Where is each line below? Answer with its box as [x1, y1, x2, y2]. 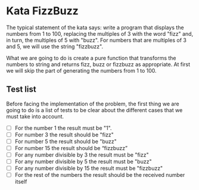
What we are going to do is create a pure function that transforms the [6, 54, 177, 61]
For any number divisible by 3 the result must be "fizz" [14, 151, 149, 158]
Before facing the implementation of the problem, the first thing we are [6, 100, 180, 107]
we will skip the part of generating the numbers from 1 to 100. [6, 67, 157, 74]
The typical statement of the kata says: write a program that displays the [6, 24, 184, 31]
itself [14, 178, 27, 185]
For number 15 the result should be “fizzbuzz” [14, 144, 128, 151]
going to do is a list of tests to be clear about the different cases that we [6, 106, 183, 114]
